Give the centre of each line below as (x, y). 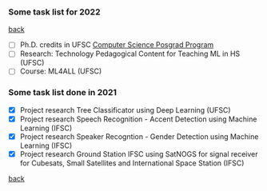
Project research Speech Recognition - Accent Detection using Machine (138, 119)
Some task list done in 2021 (63, 93)
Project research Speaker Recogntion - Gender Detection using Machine (139, 136)
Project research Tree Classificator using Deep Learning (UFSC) (125, 109)
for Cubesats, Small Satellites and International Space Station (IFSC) (132, 163)
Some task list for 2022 (54, 12)
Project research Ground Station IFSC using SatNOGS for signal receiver (139, 153)
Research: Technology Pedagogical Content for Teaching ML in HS (130, 54)
